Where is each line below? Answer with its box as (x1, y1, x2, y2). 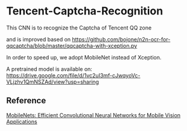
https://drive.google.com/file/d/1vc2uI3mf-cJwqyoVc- (6, 72, 141, 79)
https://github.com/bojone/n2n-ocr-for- (72, 35, 171, 43)
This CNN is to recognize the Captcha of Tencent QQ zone (6, 24, 152, 31)
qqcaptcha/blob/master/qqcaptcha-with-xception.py (6, 42, 138, 49)
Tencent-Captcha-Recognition (6, 4, 163, 18)
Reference (6, 96, 46, 106)
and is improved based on (6, 35, 71, 43)
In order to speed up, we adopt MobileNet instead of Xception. (6, 53, 162, 61)
